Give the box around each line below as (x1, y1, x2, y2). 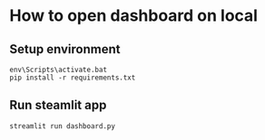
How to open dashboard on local (9, 5, 259, 26)
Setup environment (9, 42, 121, 57)
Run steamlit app (9, 98, 107, 113)
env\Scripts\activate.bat (9, 65, 107, 74)
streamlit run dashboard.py (9, 121, 116, 131)
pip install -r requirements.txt (9, 73, 136, 82)
